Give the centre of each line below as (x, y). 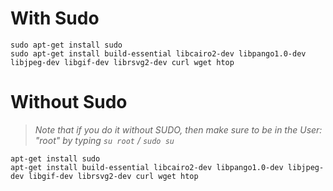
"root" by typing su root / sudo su (104, 140)
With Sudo (55, 18)
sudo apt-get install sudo (66, 45)
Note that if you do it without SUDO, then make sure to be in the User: (178, 129)
